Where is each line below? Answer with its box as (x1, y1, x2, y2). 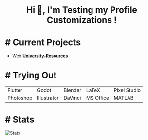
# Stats (5, 114, 35, 125)
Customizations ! (46, 15, 117, 26)
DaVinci (63, 94, 81, 101)
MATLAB (113, 94, 134, 101)
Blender (63, 87, 82, 93)
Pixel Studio (113, 87, 141, 93)
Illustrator (37, 94, 59, 101)
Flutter (7, 87, 23, 93)
